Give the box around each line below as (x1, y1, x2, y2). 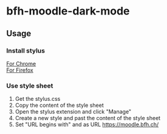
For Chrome (6, 60, 36, 67)
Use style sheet (6, 81, 53, 90)
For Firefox (6, 66, 33, 74)
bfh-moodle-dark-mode (6, 4, 130, 18)
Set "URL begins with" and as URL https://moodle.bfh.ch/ (15, 121, 159, 128)
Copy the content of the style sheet (15, 101, 104, 109)
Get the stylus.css (15, 95, 61, 103)
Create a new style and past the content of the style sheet (15, 115, 161, 122)
